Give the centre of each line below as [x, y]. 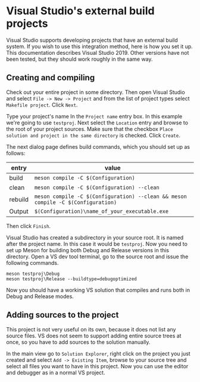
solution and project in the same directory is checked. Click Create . [93, 135]
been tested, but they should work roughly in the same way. [79, 59]
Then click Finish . [29, 226]
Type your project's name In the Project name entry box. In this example [94, 116]
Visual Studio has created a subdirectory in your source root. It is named [95, 237]
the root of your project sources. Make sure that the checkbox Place [90, 129]
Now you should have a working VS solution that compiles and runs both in [98, 290]
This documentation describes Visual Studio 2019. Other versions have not [98, 52]
